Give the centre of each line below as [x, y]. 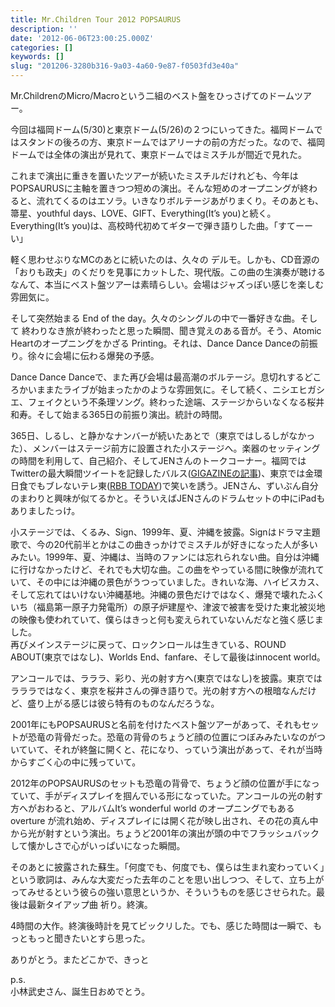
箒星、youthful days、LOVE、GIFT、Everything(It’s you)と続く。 [143, 213]
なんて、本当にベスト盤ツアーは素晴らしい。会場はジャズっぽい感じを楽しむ [167, 284]
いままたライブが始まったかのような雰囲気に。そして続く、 [150, 389]
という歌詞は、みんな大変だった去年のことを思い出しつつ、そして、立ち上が [167, 879]
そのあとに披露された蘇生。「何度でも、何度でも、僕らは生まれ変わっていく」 [167, 867]
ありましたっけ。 [45, 510]
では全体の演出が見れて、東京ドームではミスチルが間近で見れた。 [172, 154]
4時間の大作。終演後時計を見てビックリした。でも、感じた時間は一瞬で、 [162, 925]
